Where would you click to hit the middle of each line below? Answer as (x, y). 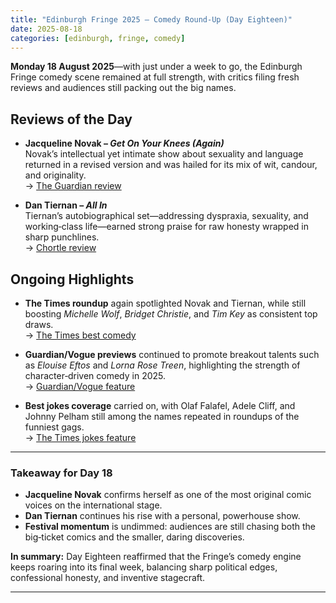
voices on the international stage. (93, 505)
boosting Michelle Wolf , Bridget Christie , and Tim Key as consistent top (171, 314)
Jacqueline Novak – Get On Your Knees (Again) (124, 143)
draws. (39, 324)
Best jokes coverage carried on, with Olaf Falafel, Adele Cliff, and (160, 405)
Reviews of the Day (71, 119)
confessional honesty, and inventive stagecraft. (108, 578)
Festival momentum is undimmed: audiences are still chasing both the (170, 527)
